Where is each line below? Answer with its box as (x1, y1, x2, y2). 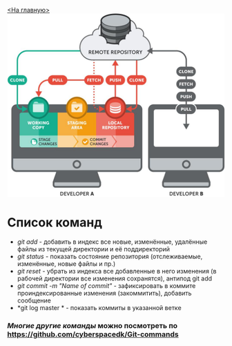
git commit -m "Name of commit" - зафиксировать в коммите (17, 281, 196, 289)
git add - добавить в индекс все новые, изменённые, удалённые (17, 238, 208, 246)
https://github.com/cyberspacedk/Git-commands (7, 329, 179, 339)
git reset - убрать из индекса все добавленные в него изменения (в (17, 267, 217, 275)
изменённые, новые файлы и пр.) (17, 259, 116, 268)
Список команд (7, 214, 102, 230)
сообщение (17, 296, 52, 305)
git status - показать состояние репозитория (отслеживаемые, (17, 252, 203, 260)
